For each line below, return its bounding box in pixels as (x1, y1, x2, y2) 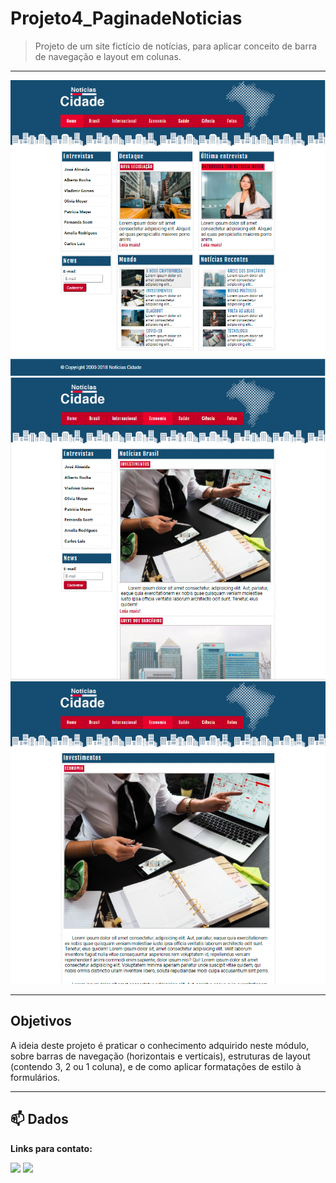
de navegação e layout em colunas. (34, 50, 182, 62)
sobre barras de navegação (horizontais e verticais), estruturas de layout (10, 1050, 311, 1062)
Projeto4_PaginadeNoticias (10, 7, 243, 30)
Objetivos (10, 1013, 72, 1030)
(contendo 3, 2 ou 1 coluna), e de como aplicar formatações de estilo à (10, 1060, 302, 1072)
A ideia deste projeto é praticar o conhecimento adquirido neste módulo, (10, 1039, 310, 1051)
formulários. (10, 1071, 61, 1083)
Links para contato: (10, 1142, 93, 1154)
